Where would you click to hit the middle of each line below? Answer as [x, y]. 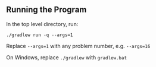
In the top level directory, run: [42, 24]
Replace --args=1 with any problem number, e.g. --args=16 [78, 46]
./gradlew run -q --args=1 [40, 35]
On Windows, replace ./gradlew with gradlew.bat [66, 57]
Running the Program [46, 10]
